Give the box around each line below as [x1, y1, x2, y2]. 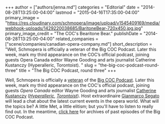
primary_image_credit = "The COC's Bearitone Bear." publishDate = [5, 31, 143, 36]
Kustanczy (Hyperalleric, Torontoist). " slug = [5, 62, 98, 68]
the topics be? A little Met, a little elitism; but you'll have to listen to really [5, 104, 154, 109]
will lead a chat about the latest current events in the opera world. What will [5, 98, 159, 104]
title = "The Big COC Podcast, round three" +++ [19, 67, 116, 73]
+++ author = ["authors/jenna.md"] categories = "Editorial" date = [5, 4, 140, 10]
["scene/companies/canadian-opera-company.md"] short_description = [5, 41, 153, 47]
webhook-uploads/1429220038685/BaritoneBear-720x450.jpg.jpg [5, 25, 141, 31]
